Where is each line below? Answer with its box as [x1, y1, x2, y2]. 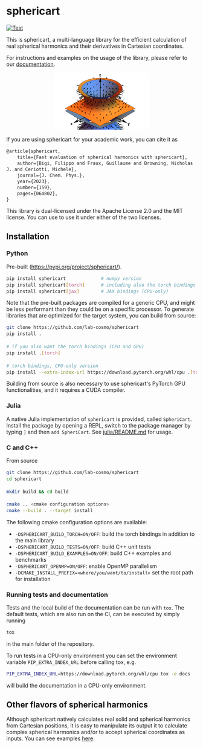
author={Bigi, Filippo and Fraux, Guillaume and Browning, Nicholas [17, 160, 193, 167]
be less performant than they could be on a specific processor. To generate [6, 305, 195, 313]
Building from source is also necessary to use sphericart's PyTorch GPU [6, 380, 186, 388]
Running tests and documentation [6, 591, 108, 599]
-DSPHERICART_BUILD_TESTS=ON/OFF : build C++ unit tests [14, 543, 151, 551]
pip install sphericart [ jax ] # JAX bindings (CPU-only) [6, 288, 169, 294]
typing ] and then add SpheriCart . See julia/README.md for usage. [6, 428, 173, 435]
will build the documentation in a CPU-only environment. [6, 682, 147, 689]
